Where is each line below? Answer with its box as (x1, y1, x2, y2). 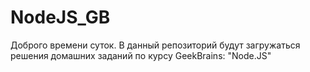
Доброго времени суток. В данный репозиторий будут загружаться (10, 39, 301, 51)
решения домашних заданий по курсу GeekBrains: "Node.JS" (10, 49, 272, 61)
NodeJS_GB (10, 6, 111, 29)
